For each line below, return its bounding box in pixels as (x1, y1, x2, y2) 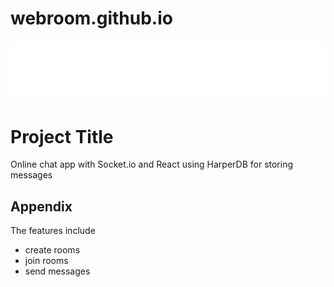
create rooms (24, 244, 81, 256)
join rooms (24, 255, 69, 267)
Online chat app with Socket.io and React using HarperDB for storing (10, 158, 294, 171)
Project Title (10, 125, 114, 148)
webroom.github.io (10, 7, 173, 30)
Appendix (10, 198, 73, 215)
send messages (24, 265, 91, 277)
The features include (10, 225, 96, 237)
